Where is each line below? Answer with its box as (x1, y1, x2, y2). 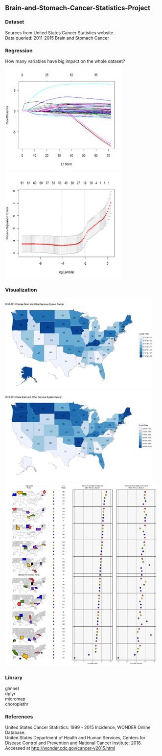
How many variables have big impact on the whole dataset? (5, 58, 125, 64)
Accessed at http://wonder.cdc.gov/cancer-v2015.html (5, 745, 116, 751)
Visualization (5, 286, 37, 293)
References (5, 713, 33, 720)
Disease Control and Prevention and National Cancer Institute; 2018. (5, 740, 142, 746)
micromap (5, 696, 25, 702)
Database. (5, 729, 26, 735)
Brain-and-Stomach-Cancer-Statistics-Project (5, 4, 151, 12)
